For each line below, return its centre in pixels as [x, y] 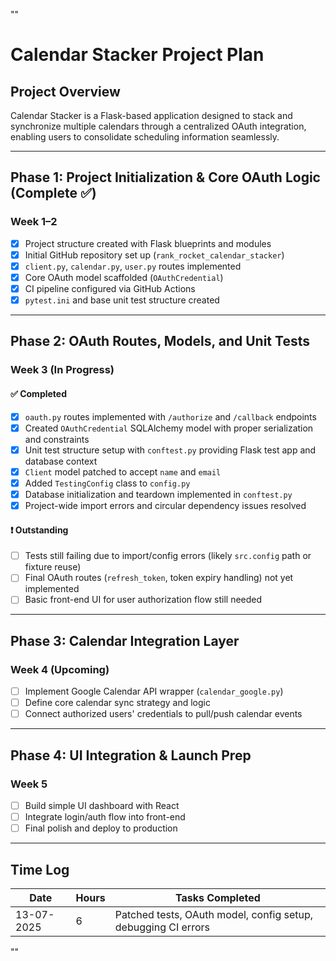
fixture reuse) [53, 567]
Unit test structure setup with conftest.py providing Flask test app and [170, 450]
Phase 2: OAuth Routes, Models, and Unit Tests [160, 341]
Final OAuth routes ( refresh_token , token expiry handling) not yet [159, 578]
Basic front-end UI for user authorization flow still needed [143, 600]
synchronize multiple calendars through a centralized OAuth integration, [158, 126]
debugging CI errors [162, 927]
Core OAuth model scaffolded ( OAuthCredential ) [124, 277]
